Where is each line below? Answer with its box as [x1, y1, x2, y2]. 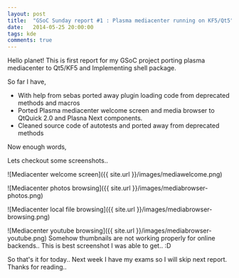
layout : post [7, 10, 46, 18]
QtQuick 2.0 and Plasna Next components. [17, 114, 143, 123]
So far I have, [7, 77, 46, 86]
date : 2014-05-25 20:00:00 [7, 23, 94, 30]
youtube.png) [7, 234, 48, 243]
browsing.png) [7, 213, 51, 221]
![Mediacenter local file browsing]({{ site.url [7, 205, 135, 213]
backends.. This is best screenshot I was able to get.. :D [7, 242, 171, 250]
